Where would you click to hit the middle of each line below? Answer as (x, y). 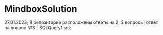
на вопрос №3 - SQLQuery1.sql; (38, 27)
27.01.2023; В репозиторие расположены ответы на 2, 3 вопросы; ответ (81, 22)
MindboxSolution (41, 9)
